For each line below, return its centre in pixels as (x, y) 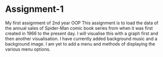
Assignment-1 (35, 9)
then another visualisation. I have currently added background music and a (81, 39)
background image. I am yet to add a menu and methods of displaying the (80, 44)
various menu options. (28, 49)
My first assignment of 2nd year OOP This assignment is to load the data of (82, 23)
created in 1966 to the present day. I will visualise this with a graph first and (82, 33)
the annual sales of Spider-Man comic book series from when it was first (79, 28)
